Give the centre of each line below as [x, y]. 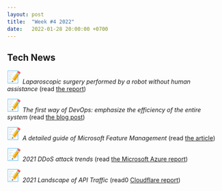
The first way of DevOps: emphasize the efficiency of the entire [112, 110]
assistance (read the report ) [47, 89]
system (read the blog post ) [46, 117]
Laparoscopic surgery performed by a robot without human [107, 81]
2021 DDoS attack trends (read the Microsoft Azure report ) [105, 159]
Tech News [31, 57]
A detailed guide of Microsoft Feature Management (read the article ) [119, 138]
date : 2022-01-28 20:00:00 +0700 [58, 29]
